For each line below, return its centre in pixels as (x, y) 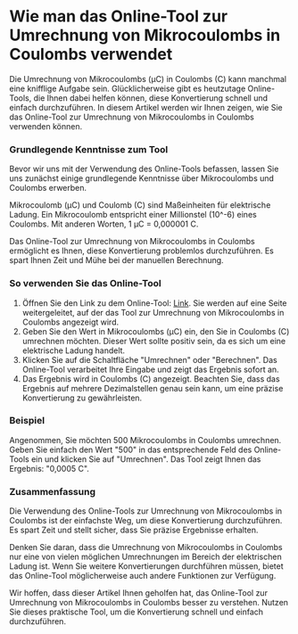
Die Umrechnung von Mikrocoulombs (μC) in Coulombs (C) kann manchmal (148, 78)
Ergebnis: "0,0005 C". (49, 468)
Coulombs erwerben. (48, 188)
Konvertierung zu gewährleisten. (82, 398)
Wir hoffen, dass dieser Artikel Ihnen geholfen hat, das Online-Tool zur (138, 593)
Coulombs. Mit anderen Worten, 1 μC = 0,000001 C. (104, 224)
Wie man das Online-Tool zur (119, 16)
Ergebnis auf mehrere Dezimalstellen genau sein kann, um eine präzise (153, 388)
